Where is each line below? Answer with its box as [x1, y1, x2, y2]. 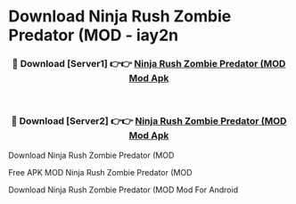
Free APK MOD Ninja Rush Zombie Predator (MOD [8, 167, 193, 177]
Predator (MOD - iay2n [8, 25, 179, 45]
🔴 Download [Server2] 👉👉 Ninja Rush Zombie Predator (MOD [11, 115, 287, 127]
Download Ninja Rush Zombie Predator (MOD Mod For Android [8, 184, 238, 195]
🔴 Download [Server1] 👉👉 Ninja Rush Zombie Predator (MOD [12, 58, 286, 70]
